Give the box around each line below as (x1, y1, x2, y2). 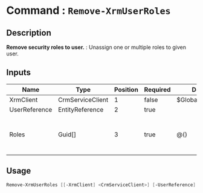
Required (144, 85, 171, 93)
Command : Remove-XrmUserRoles (6, 4, 171, 17)
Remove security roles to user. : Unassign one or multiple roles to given (6, 43, 186, 51)
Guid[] (58, 130, 77, 139)
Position (114, 85, 139, 93)
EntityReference (58, 105, 104, 113)
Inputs (6, 68, 31, 78)
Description (6, 28, 51, 38)
